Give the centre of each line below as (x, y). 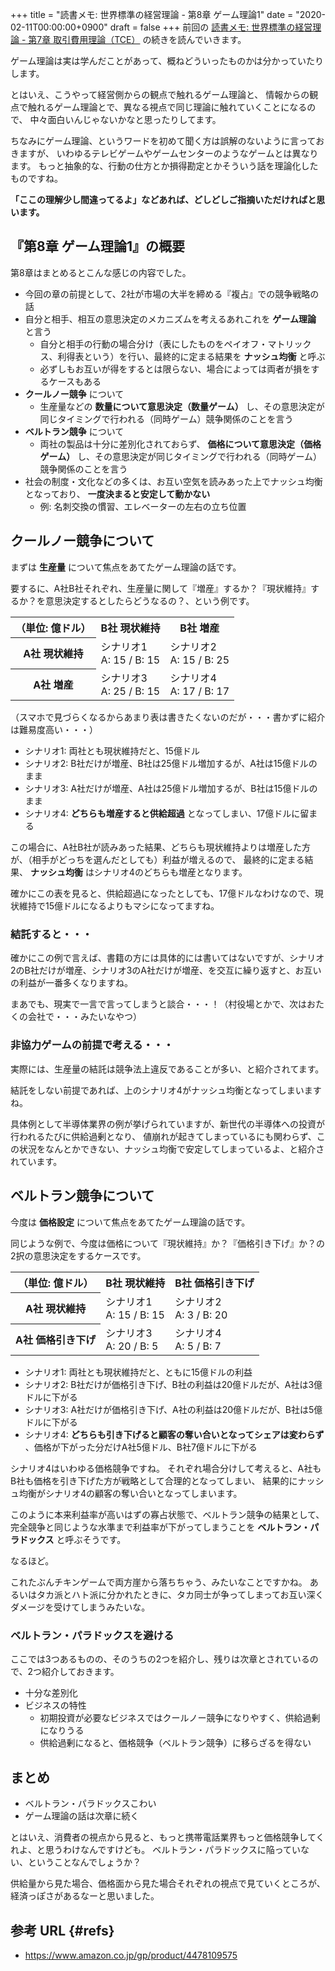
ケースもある (75, 381)
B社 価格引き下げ (214, 1283)
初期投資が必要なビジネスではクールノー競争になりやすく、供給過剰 (180, 1718)
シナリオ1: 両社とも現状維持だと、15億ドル (112, 751)
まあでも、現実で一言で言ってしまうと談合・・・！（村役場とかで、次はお (163, 1004)
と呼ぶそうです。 (91, 1540)
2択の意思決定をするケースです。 (78, 1255)
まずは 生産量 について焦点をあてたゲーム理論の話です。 (126, 567)
